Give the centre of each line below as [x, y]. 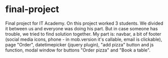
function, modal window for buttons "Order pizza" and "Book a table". [78, 50]
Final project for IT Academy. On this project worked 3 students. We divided [84, 23]
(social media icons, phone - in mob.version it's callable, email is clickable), [84, 39]
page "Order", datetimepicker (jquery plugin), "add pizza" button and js [79, 44]
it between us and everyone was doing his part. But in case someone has [81, 28]
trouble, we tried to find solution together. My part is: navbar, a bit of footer [83, 34]
